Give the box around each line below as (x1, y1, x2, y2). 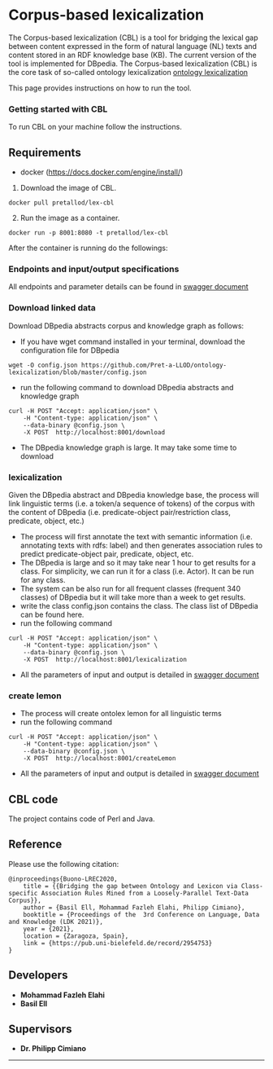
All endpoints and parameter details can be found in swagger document (8, 282, 249, 292)
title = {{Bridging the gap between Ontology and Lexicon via (23, 882, 238, 890)
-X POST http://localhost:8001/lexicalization (23, 655, 187, 663)
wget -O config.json (8, 361, 79, 369)
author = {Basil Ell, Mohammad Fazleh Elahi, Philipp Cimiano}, (23, 903, 245, 912)
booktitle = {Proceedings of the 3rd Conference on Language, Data (23, 910, 260, 918)
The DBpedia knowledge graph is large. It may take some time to (19, 442, 237, 452)
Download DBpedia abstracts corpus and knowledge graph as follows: (8, 320, 245, 331)
